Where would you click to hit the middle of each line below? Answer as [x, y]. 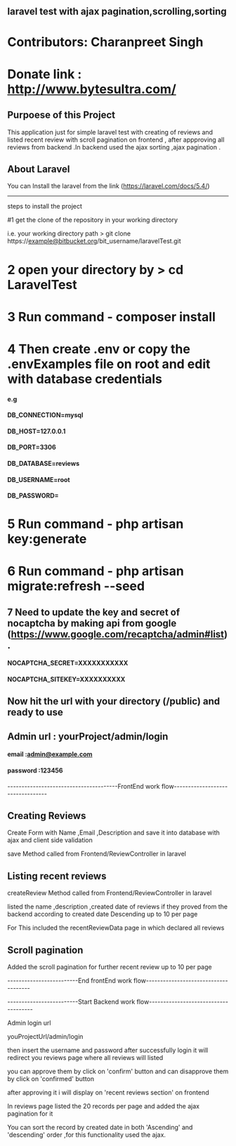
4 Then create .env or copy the [99, 349]
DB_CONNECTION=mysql [45, 415]
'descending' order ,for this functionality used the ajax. [87, 1135]
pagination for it [30, 1114]
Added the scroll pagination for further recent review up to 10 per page [110, 967]
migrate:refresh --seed [76, 586]
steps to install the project [45, 207]
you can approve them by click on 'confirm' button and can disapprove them [118, 1071]
